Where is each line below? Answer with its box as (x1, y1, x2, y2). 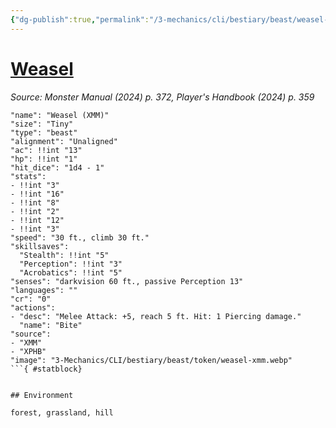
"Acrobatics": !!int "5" (19, 267, 123, 278)
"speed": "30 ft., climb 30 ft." (10, 232, 150, 243)
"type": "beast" (10, 127, 78, 138)
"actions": (10, 302, 56, 313)
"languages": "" (10, 285, 78, 295)
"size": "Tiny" (10, 119, 74, 129)
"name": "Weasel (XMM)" (10, 110, 110, 120)
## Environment (10, 390, 74, 400)
